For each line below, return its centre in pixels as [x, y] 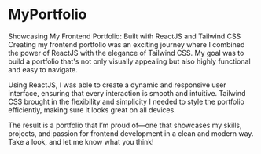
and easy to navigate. [43, 69]
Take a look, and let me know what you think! [81, 141]
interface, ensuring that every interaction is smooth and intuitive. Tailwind [127, 93]
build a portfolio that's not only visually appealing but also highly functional [129, 61]
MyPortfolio [48, 15]
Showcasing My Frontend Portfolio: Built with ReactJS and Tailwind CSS [125, 36]
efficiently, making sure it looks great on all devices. [92, 110]
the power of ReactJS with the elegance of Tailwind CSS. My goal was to [126, 53]
